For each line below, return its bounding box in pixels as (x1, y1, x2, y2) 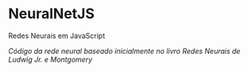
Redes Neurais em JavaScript (8, 31, 106, 40)
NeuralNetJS (8, 5, 95, 23)
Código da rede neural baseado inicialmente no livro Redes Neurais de (8, 46, 241, 55)
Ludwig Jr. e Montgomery (8, 55, 93, 64)
